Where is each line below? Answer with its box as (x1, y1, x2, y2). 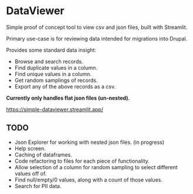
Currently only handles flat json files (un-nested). (6, 94, 131, 101)
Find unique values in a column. (14, 70, 92, 77)
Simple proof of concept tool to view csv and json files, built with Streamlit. (6, 24, 188, 31)
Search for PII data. (14, 182, 62, 189)
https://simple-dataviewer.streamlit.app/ (6, 106, 104, 113)
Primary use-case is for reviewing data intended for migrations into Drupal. (6, 35, 188, 42)
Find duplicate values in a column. (14, 64, 98, 71)
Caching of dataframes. (14, 151, 72, 158)
